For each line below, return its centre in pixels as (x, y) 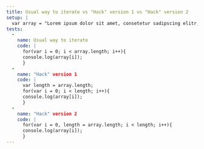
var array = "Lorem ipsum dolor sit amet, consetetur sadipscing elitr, (106, 23)
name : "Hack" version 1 (47, 74)
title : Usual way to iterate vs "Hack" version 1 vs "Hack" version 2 (97, 12)
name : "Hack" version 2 (47, 114)
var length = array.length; (58, 86)
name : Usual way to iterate (53, 40)
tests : (15, 29)
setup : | (17, 18)
